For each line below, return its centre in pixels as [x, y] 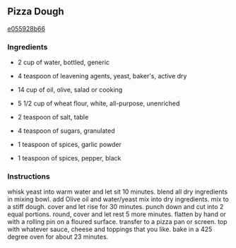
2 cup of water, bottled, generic [64, 62]
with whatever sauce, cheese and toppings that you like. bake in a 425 [110, 230]
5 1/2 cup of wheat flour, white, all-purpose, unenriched [99, 104]
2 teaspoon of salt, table [53, 117]
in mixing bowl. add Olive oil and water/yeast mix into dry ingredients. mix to [118, 199]
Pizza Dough [36, 12]
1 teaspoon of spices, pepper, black [69, 158]
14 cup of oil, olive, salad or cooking [70, 90]
